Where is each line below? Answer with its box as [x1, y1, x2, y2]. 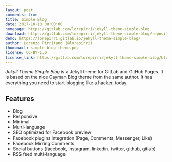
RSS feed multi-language [12, 151, 66, 157]
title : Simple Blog [5, 17, 47, 22]
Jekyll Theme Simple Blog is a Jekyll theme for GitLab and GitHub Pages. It [5, 69, 164, 75]
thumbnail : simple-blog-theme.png [5, 45, 79, 50]
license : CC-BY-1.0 [5, 50, 47, 55]
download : [5, 31, 27, 36]
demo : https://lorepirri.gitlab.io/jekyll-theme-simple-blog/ [5, 36, 141, 41]
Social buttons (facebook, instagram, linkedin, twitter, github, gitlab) [12, 146, 156, 152]
